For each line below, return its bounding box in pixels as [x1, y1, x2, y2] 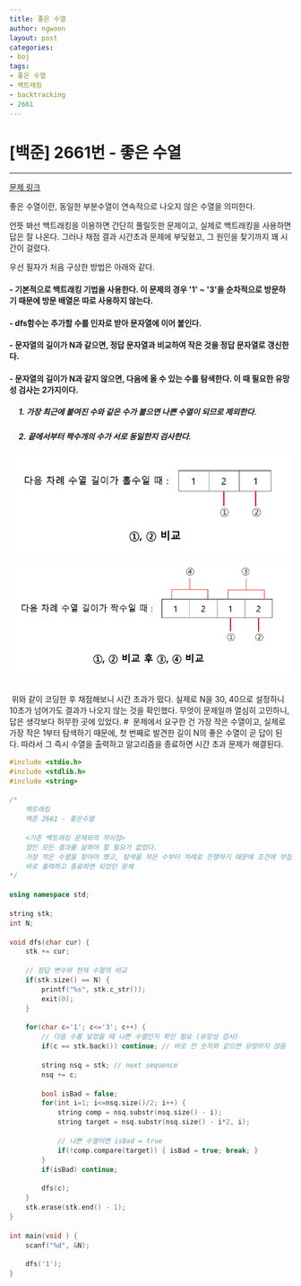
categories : [9, 43, 54, 52]
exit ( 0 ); [41, 994, 74, 1003]
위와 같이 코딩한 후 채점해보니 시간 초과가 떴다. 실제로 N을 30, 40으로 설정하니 [11, 693, 285, 704]
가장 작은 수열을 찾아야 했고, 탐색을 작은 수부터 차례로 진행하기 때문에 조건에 [25, 852, 276, 861]
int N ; [9, 919, 34, 928]
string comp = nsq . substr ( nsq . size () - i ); [56, 1108, 222, 1117]
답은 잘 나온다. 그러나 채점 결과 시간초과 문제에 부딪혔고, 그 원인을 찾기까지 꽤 [9, 232, 279, 242]
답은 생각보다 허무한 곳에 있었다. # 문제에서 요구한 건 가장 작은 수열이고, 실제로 [9, 716, 287, 727]
